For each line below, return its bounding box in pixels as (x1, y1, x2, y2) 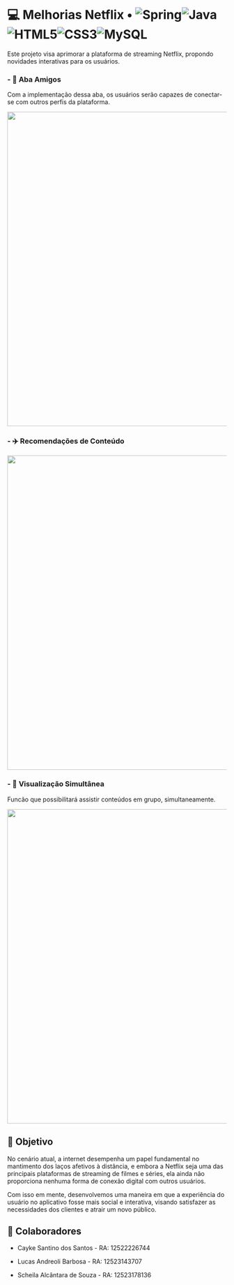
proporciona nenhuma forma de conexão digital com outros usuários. (7, 1177, 206, 1185)
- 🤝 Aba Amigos (7, 74, 61, 84)
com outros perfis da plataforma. (15, 98, 110, 106)
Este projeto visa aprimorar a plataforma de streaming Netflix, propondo (7, 50, 214, 58)
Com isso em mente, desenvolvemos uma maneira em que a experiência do (7, 1190, 225, 1198)
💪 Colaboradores (7, 1226, 82, 1237)
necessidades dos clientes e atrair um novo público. (7, 1205, 157, 1214)
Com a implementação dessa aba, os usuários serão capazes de (7, 90, 193, 99)
